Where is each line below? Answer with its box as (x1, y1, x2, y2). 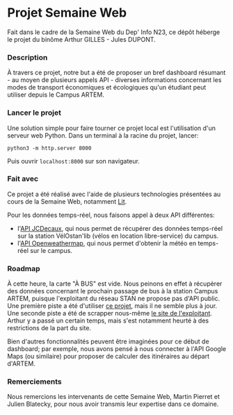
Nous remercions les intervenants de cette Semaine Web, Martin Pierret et (7, 393, 220, 401)
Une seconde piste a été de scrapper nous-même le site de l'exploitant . (7, 309, 212, 318)
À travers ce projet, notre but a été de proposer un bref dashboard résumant (7, 68, 226, 77)
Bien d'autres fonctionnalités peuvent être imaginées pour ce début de (7, 337, 210, 345)
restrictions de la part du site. (7, 324, 92, 332)
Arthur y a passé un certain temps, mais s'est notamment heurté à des (7, 316, 209, 325)
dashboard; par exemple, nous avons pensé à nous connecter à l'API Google (7, 345, 227, 353)
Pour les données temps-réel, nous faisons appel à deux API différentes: (7, 211, 215, 219)
